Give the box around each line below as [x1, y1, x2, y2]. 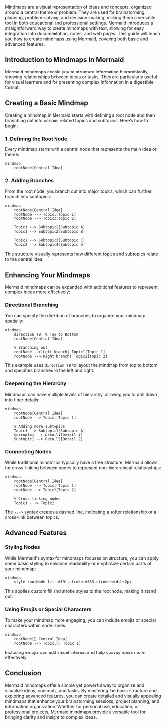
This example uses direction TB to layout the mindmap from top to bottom [5, 362, 158, 368]
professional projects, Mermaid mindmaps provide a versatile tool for [5, 709, 146, 715]
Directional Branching [5, 301, 59, 308]
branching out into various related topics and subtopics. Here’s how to [5, 117, 149, 123]
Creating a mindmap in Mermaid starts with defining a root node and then [5, 112, 155, 118]
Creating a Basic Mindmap [5, 99, 88, 107]
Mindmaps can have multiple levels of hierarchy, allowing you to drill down [5, 391, 157, 397]
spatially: [5, 318, 24, 324]
